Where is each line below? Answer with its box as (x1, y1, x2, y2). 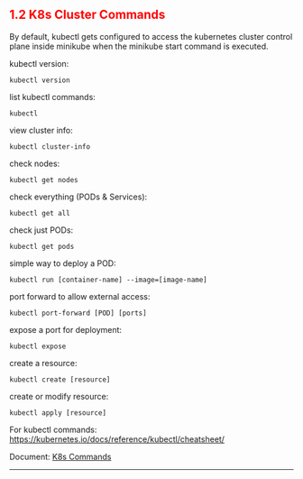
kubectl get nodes (9, 175, 78, 184)
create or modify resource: (9, 391, 109, 401)
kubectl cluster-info (9, 142, 91, 152)
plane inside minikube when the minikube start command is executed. (9, 41, 269, 51)
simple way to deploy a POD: (9, 257, 117, 269)
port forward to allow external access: (9, 290, 151, 301)
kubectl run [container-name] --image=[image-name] (9, 275, 207, 284)
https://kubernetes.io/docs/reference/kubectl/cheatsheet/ (9, 433, 225, 445)
